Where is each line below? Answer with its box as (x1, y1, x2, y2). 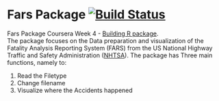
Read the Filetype (16, 72, 67, 80)
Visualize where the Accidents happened (16, 86, 133, 94)
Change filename (16, 78, 66, 87)
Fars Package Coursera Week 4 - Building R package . (7, 29, 159, 38)
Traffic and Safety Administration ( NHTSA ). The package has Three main (7, 51, 213, 59)
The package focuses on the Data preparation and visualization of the (7, 36, 204, 44)
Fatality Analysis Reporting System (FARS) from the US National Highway (7, 44, 213, 52)
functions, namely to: (7, 58, 67, 66)
